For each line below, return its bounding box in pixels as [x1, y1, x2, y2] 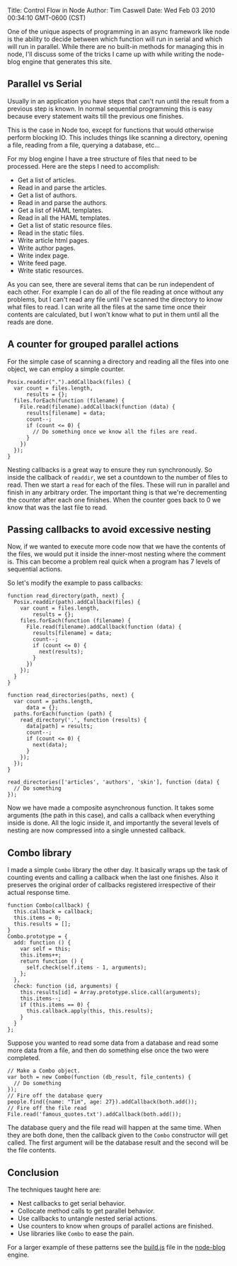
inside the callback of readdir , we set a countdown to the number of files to [7, 473, 228, 481]
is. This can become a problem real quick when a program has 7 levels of [7, 557, 221, 566]
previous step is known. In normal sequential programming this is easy [7, 104, 213, 113]
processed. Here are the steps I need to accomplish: [7, 162, 161, 170]
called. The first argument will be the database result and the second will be [7, 1138, 229, 1147]
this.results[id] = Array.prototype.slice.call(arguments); [20, 989, 201, 996]
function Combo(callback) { [7, 902, 91, 909]
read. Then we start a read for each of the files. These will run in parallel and [7, 480, 230, 489]
